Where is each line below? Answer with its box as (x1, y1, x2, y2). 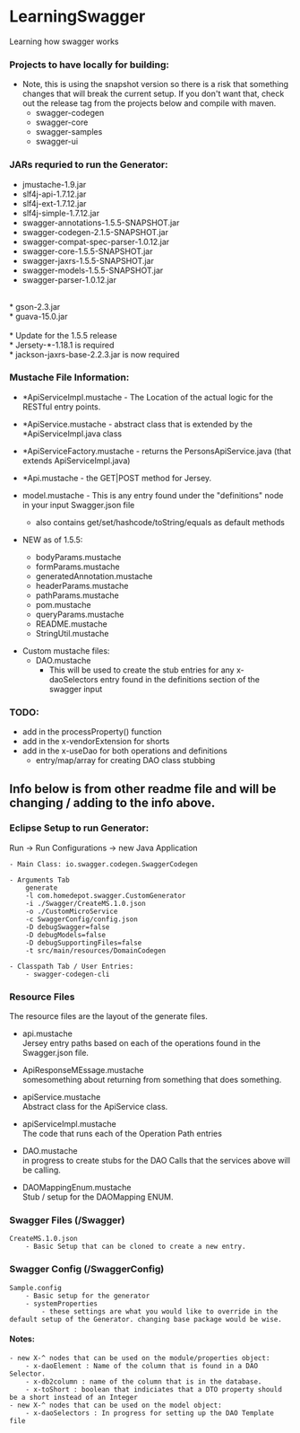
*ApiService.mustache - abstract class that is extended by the (21, 418, 253, 429)
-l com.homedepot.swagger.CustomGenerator (25, 891, 186, 900)
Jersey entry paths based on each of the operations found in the (21, 1038, 261, 1049)
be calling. (21, 1165, 61, 1175)
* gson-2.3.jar (9, 301, 61, 312)
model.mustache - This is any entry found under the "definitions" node (21, 489, 284, 500)
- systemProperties (25, 1299, 99, 1308)
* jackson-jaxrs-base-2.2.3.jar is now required (9, 348, 180, 360)
